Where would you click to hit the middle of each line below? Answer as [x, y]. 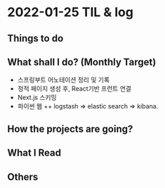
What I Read [34, 153]
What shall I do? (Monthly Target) [82, 62]
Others [23, 177]
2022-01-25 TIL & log [70, 12]
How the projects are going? [70, 129]
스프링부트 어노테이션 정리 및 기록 [64, 80]
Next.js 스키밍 [37, 98]
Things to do [35, 38]
